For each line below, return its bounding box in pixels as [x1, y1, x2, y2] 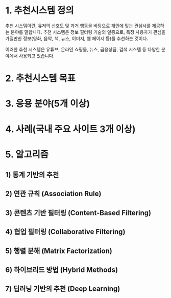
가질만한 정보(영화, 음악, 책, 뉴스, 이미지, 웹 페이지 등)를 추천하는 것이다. [5, 35, 149, 41]
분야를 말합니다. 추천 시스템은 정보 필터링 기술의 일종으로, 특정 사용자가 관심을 [10, 29, 166, 35]
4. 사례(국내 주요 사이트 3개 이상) [5, 123, 136, 135]
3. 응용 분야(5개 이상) [5, 98, 90, 110]
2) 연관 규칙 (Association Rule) [5, 189, 102, 198]
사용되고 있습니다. [18, 52, 55, 59]
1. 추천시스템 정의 [5, 5, 74, 16]
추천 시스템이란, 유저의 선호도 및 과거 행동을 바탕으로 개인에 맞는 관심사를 [5, 23, 151, 29]
